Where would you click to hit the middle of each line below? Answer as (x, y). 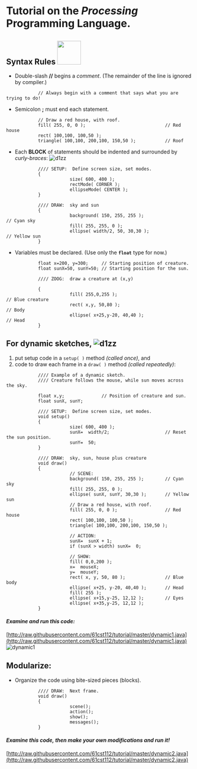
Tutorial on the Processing (72, 11)
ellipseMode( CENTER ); (99, 190)
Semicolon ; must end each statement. (62, 109)
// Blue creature (28, 300)
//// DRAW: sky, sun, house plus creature (92, 458)
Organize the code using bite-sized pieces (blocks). (78, 680)
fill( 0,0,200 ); (91, 562)
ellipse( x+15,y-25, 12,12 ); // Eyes (127, 598)
